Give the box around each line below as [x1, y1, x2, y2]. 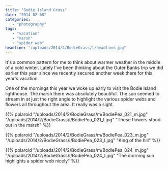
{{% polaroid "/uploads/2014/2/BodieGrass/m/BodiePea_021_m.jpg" [5, 111, 148, 117]
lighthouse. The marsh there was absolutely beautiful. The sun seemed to [5, 90, 160, 96]
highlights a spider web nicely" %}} [5, 158, 80, 164]
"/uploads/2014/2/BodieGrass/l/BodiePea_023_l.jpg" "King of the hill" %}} [5, 137, 160, 143]
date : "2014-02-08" [5, 12, 47, 17]
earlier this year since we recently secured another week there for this [5, 70, 153, 76]
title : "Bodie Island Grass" [5, 7, 67, 13]
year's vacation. [5, 75, 39, 81]
